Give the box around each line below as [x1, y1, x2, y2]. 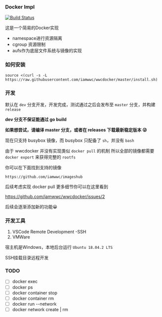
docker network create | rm [12, 306, 68, 312]
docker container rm [12, 295, 54, 301]
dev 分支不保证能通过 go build [5, 116, 67, 122]
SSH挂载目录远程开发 [5, 255, 49, 261]
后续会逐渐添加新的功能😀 [5, 203, 58, 209]
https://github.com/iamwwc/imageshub [5, 174, 83, 179]
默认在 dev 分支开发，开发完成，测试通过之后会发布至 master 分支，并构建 [5, 101, 156, 107]
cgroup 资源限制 [12, 41, 46, 47]
